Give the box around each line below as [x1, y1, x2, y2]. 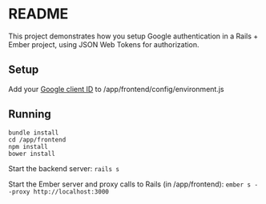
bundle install [8, 129, 59, 137]
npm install [8, 142, 48, 150]
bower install [8, 150, 56, 158]
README [8, 5, 69, 23]
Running [8, 107, 52, 121]
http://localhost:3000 [33, 187, 110, 196]
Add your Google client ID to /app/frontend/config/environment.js [8, 84, 224, 94]
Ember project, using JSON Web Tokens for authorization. [8, 39, 199, 49]
